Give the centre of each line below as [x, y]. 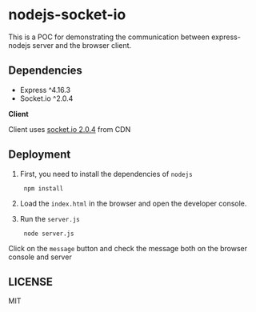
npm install [44, 188]
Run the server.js [50, 218]
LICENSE [31, 282]
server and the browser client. [82, 45]
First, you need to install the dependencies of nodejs [106, 174]
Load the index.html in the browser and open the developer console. [133, 203]
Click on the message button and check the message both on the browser [128, 248]
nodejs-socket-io [67, 15]
